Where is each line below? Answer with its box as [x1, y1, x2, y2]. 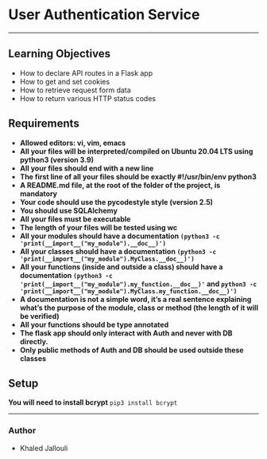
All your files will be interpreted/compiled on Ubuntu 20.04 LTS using [19, 146, 253, 156]
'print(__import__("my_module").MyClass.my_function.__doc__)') [19, 287, 238, 296]
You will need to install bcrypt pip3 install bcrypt [8, 398, 178, 407]
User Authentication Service [8, 6, 200, 24]
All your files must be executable [19, 214, 131, 224]
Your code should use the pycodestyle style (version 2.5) [19, 197, 213, 206]
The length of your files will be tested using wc [19, 222, 178, 232]
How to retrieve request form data [19, 85, 131, 95]
